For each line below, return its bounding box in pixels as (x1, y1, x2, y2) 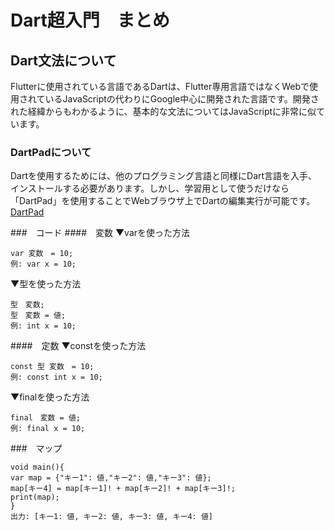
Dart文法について (10, 52, 117, 69)
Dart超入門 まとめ (10, 9, 170, 32)
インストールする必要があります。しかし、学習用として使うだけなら (10, 182, 290, 195)
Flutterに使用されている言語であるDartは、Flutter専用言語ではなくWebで (10, 81, 310, 92)
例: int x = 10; (10, 321, 77, 331)
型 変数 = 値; (10, 311, 67, 321)
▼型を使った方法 (10, 278, 82, 290)
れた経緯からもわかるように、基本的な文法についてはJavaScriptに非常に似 (10, 106, 317, 117)
